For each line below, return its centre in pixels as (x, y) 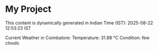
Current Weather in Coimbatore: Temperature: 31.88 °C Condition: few (77, 38)
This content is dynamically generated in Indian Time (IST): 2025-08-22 (79, 23)
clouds (12, 43)
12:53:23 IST (18, 28)
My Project (28, 9)
